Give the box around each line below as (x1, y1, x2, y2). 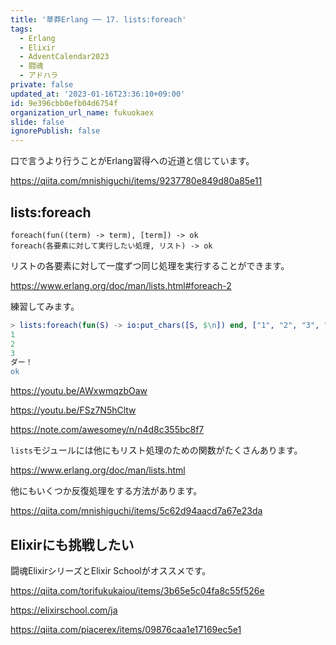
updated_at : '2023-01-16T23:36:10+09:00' (10, 89, 186, 99)
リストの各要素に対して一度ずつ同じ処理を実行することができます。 (10, 259, 290, 271)
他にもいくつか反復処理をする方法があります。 (10, 485, 203, 497)
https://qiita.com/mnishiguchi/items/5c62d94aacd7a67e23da (10, 505, 263, 517)
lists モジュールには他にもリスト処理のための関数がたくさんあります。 (10, 444, 303, 456)
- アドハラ (19, 71, 59, 81)
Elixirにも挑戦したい (10, 536, 135, 553)
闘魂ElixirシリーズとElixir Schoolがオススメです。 (10, 565, 212, 576)
